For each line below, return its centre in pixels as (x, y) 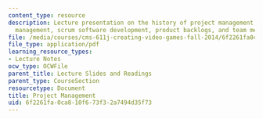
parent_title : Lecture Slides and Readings (80, 74)
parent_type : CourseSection (54, 81)
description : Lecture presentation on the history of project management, (133, 23)
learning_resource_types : (50, 52)
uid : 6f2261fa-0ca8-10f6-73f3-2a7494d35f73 (80, 103)
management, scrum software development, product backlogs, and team (131, 30)
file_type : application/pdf (54, 45)
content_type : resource (47, 15)
